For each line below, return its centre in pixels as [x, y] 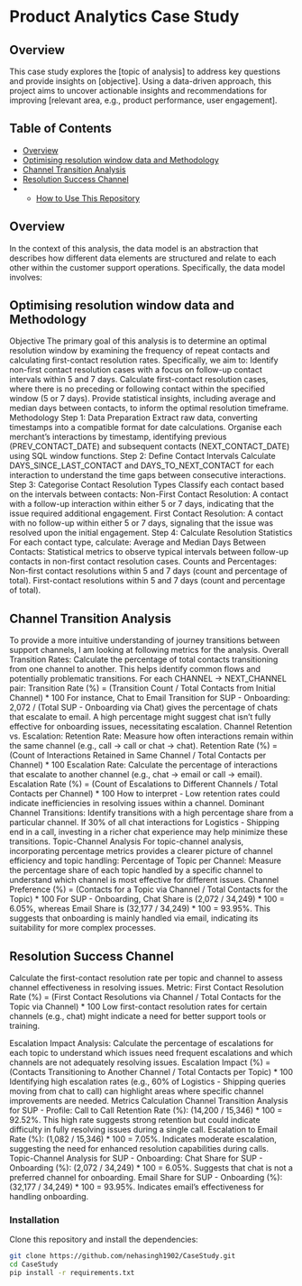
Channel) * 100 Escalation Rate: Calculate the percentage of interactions [143, 765]
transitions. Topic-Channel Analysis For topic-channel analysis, [127, 841]
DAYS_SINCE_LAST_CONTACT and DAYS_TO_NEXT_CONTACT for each [142, 465]
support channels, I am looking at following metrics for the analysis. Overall [149, 650]
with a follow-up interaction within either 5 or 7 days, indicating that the [142, 504]
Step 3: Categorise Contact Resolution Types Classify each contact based [147, 485]
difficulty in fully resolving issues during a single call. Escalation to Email [143, 1130]
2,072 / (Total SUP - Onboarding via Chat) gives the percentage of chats [143, 707]
